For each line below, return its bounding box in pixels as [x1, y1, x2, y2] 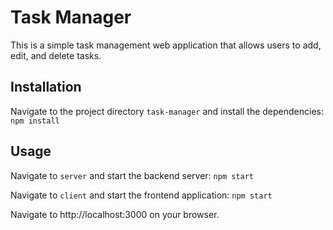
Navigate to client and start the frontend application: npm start [10, 189, 273, 201]
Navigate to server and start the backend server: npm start [10, 169, 254, 181]
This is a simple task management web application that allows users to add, [10, 39, 322, 51]
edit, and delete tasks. [10, 49, 102, 61]
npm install [10, 116, 60, 126]
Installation [10, 79, 82, 96]
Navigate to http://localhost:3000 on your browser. [10, 208, 220, 220]
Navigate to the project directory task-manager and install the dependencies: [10, 105, 325, 117]
